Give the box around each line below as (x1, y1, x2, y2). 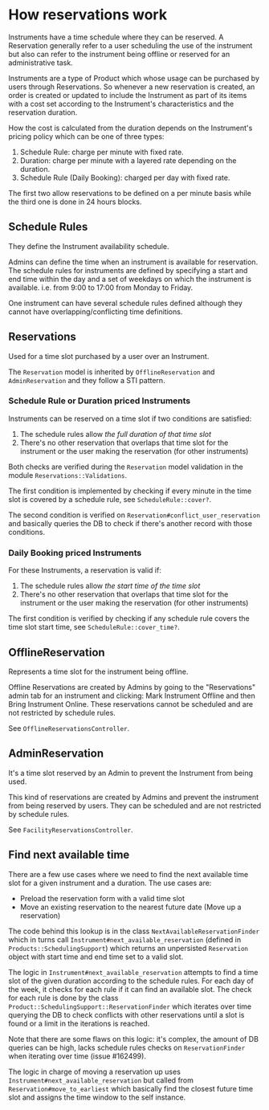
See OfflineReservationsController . (8, 723, 130, 733)
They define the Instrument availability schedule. (8, 241, 170, 251)
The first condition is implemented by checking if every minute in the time (8, 486, 252, 496)
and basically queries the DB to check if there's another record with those (8, 518, 253, 528)
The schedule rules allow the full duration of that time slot (19, 429, 211, 439)
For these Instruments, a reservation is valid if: (8, 565, 162, 575)
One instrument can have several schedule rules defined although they (8, 298, 243, 308)
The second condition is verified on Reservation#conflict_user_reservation (8, 510, 261, 520)
